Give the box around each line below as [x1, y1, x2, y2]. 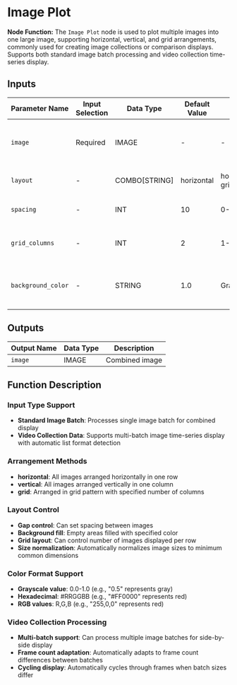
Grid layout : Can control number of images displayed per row [17, 536, 197, 544]
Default [184, 99, 210, 109]
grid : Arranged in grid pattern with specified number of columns [17, 487, 205, 496]
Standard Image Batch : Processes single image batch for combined [17, 416, 216, 424]
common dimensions [17, 551, 79, 559]
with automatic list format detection [17, 439, 121, 447]
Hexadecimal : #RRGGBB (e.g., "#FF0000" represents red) [17, 592, 188, 601]
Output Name [11, 343, 57, 353]
